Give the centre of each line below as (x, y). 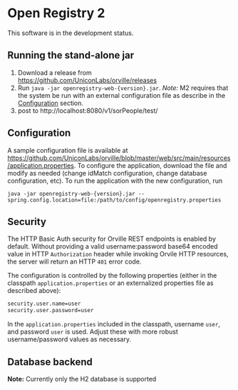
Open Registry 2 (56, 13)
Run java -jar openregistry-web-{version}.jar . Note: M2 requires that (123, 88)
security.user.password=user (51, 311)
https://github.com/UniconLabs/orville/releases (87, 80)
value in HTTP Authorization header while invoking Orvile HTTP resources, (118, 254)
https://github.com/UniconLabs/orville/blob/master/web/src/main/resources (119, 158)
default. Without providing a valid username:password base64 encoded (113, 246)
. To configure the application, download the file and (150, 165)
